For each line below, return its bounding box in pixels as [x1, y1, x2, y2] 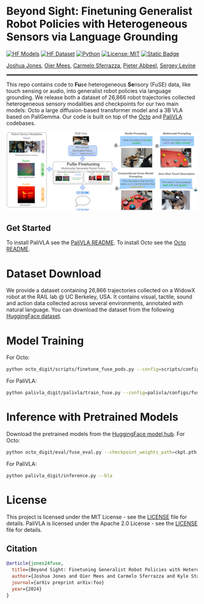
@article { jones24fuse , [6, 560, 64, 566]
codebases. [6, 119, 36, 127]
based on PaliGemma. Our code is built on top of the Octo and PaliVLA [6, 113, 183, 120]
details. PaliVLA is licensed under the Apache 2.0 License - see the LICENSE [6, 520, 198, 527]
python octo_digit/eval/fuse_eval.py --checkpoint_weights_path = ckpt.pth [6, 449, 197, 455]
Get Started [6, 223, 51, 233]
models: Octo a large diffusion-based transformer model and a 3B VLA [6, 106, 183, 113]
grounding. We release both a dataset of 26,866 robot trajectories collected [6, 93, 195, 101]
